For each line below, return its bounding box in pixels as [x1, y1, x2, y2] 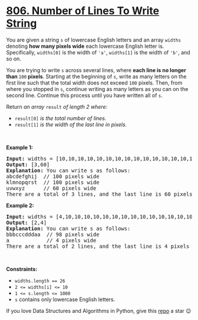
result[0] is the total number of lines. [14, 114, 107, 122]
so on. [6, 55, 22, 62]
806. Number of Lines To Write [6, 4, 160, 18]
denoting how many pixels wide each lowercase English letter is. [6, 43, 164, 50]
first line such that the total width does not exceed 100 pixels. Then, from [6, 79, 183, 86]
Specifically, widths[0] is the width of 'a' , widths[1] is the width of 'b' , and [6, 49, 190, 56]
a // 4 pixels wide [6, 237, 97, 244]
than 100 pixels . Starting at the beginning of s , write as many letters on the [6, 73, 187, 80]
